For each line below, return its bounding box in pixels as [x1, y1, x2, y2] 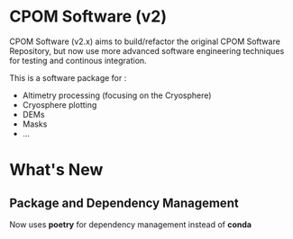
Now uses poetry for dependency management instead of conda [9, 218, 252, 230]
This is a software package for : [9, 72, 127, 83]
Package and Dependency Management [9, 195, 239, 210]
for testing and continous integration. [9, 55, 147, 66]
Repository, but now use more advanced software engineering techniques [9, 45, 285, 56]
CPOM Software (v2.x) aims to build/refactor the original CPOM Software [9, 36, 281, 47]
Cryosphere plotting [22, 99, 97, 110]
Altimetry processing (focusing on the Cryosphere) [22, 90, 212, 101]
